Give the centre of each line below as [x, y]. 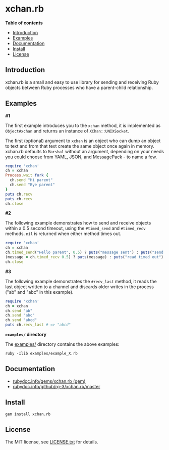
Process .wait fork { [27, 175]
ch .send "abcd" [21, 320]
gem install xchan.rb [28, 414]
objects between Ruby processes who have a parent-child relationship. [79, 87]
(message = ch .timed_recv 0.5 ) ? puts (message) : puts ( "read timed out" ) [84, 257]
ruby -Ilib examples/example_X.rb [42, 354]
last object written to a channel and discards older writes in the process [79, 287]
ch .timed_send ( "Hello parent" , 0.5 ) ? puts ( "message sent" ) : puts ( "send [84, 253]
